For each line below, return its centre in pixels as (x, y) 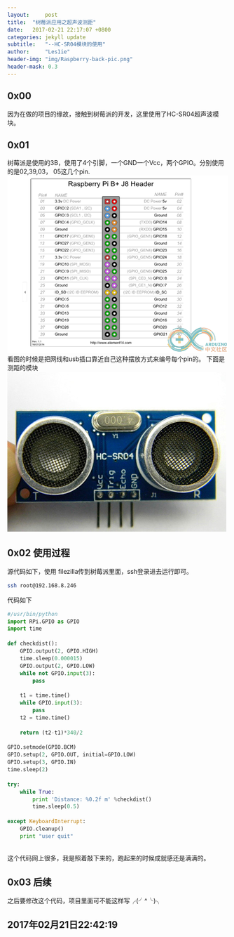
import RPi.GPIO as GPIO (43, 622)
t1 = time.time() (45, 695)
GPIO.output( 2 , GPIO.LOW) (58, 666)
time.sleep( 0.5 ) (56, 807)
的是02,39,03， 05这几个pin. (49, 171)
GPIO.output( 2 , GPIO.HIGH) (59, 651)
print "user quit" (47, 836)
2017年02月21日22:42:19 (62, 925)
